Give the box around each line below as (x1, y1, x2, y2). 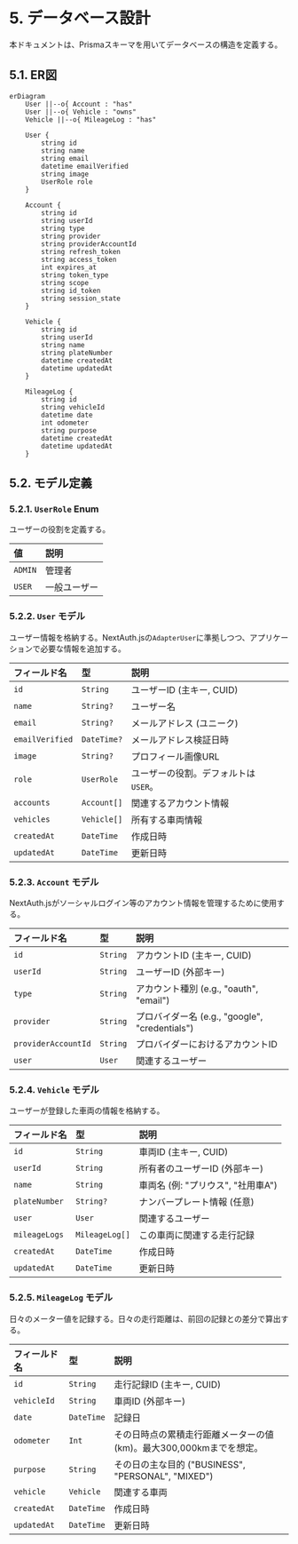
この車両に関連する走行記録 (138, 1230, 255, 1242)
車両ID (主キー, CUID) (138, 1146, 229, 1158)
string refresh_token (41, 247, 122, 256)
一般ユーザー (44, 581, 99, 593)
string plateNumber (41, 348, 114, 357)
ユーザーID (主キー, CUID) (131, 683, 239, 696)
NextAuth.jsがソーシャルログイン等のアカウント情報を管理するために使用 (9, 898, 278, 909)
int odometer (41, 418, 90, 427)
